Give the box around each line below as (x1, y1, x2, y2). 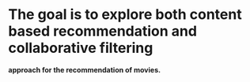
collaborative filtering (8, 39, 153, 57)
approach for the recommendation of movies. (8, 65, 161, 74)
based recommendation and (8, 22, 198, 40)
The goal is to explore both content (8, 6, 243, 24)
